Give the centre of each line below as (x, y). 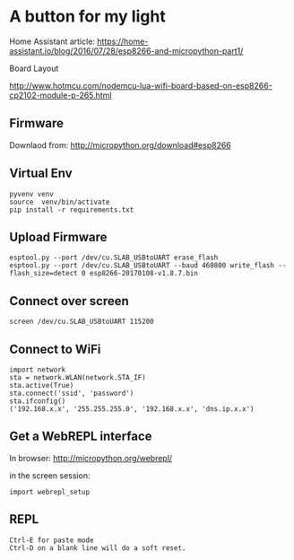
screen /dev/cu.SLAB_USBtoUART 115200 (82, 322)
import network (38, 370)
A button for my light (87, 17)
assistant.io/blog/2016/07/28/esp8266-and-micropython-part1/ (126, 50)
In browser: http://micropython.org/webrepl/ (91, 458)
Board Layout (34, 68)
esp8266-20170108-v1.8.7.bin (144, 274)
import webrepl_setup (50, 492)
